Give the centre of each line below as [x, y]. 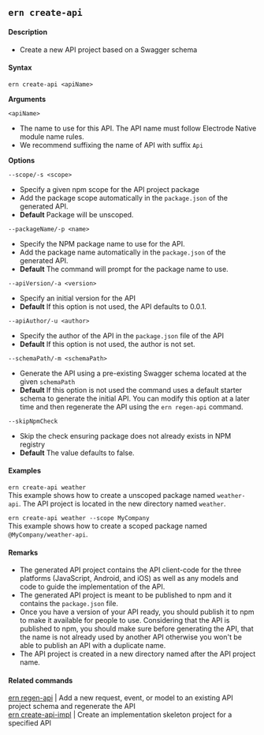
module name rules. [52, 136]
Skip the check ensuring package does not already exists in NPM [125, 435]
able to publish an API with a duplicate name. [93, 646]
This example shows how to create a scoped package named [108, 526]
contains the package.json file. [69, 604]
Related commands [41, 680]
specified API [30, 723]
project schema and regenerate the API [72, 707]
